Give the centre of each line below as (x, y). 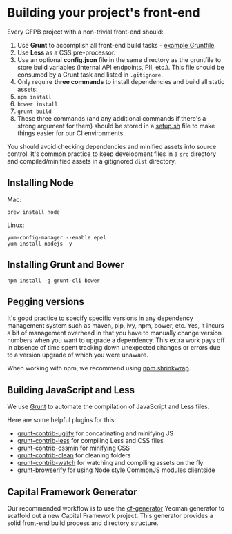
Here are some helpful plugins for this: (61, 420)
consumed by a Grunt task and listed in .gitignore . (90, 75)
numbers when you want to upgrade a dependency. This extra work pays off (116, 340)
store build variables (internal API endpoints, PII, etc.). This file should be (120, 67)
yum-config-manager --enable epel (57, 237)
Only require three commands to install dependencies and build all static (121, 81)
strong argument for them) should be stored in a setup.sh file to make (116, 126)
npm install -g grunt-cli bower (54, 281)
